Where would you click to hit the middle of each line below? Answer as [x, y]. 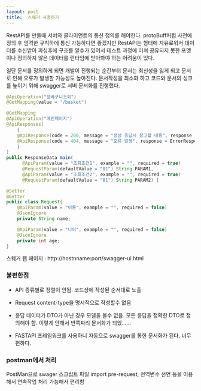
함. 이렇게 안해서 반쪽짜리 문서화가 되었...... [81, 323]
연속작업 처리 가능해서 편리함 [51, 381]
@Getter [16, 196]
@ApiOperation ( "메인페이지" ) [39, 119]
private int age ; [39, 240]
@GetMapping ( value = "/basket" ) [46, 103]
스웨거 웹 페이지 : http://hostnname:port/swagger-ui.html [75, 258]
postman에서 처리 [31, 360]
